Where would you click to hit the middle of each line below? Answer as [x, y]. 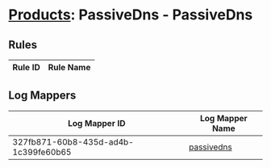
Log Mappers [42, 96]
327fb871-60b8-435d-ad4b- [73, 141]
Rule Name [69, 67]
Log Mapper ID [96, 123]
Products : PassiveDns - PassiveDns [131, 15]
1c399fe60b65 [42, 152]
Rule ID [26, 67]
